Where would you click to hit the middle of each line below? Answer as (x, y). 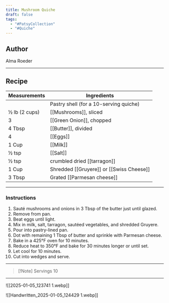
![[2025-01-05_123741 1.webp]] (38, 285)
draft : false (19, 15)
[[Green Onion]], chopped (81, 120)
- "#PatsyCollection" (33, 24)
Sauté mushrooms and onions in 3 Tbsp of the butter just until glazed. (85, 209)
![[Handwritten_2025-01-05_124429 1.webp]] (52, 295)
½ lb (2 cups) (24, 112)
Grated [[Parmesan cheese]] (84, 177)
